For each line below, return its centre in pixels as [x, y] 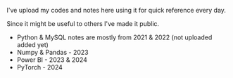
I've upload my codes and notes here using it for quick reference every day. [116, 10]
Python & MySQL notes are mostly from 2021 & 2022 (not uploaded [114, 37]
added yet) [32, 45]
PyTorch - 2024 [39, 67]
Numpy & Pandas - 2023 [52, 52]
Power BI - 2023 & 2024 [52, 60]
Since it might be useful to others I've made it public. [83, 24]
